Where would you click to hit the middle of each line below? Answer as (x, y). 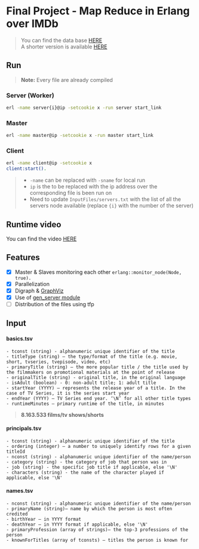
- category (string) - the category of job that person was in (87, 462)
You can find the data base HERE (62, 40)
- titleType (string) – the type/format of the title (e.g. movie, (92, 356)
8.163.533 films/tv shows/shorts (62, 414)
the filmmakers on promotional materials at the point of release (91, 372)
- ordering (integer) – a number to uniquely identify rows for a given (99, 446)
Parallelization (32, 284)
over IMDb (32, 24)
